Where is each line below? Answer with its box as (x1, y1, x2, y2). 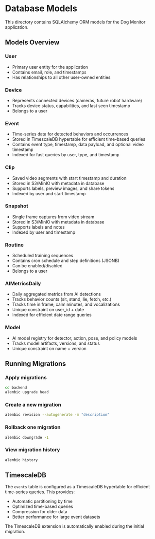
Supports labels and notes (12, 224, 65, 230)
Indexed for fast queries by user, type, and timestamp (12, 152, 120, 158)
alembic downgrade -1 (5, 435, 49, 440)
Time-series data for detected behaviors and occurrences (12, 131, 129, 137)
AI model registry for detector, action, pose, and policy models (12, 335, 138, 341)
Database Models (5, 3, 78, 14)
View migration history (5, 446, 60, 453)
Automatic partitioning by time (12, 499, 73, 504)
